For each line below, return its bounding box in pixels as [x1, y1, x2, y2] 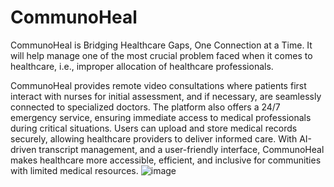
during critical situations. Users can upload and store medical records [10, 122, 298, 134]
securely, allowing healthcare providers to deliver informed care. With [10, 132, 298, 145]
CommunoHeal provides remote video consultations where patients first [10, 79, 307, 91]
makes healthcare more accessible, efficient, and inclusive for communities [10, 154, 322, 166]
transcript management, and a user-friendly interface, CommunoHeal [38, 143, 325, 155]
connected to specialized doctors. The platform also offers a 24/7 [10, 101, 281, 113]
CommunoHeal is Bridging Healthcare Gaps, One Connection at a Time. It [10, 39, 313, 51]
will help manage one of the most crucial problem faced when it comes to [10, 49, 313, 61]
